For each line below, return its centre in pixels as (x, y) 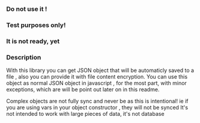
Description (24, 57)
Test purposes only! (36, 25)
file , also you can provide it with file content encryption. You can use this (97, 77)
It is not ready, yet (33, 41)
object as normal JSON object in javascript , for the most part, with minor (97, 83)
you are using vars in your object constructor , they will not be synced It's (97, 107)
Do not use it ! (27, 9)
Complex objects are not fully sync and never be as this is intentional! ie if (97, 101)
